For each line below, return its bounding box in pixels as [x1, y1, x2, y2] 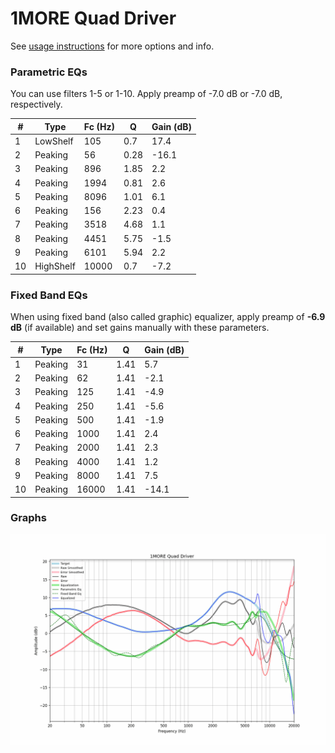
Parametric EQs [10, 65, 88, 79]
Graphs [10, 511, 47, 525]
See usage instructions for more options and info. [10, 40, 215, 52]
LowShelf [34, 135, 74, 147]
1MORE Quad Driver [10, 7, 177, 30]
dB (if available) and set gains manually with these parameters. [10, 322, 270, 334]
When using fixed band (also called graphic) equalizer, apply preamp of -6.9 [10, 311, 326, 323]
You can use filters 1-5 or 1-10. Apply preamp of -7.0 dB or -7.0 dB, [10, 88, 283, 100]
